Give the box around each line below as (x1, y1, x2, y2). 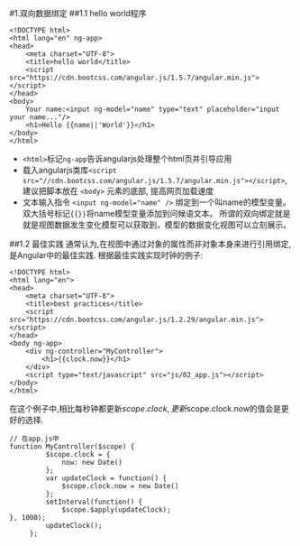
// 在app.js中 (9, 434, 60, 443)
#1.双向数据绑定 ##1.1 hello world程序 (9, 8, 147, 18)
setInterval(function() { (45, 497, 143, 506)
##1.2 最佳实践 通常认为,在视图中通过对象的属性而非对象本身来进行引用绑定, (9, 238, 291, 249)
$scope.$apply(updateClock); (61, 505, 171, 514)
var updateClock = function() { (45, 474, 168, 483)
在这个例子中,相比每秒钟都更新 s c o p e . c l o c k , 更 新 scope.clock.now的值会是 (9, 403, 282, 413)
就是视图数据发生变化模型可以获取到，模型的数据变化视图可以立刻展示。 (22, 219, 291, 230)
